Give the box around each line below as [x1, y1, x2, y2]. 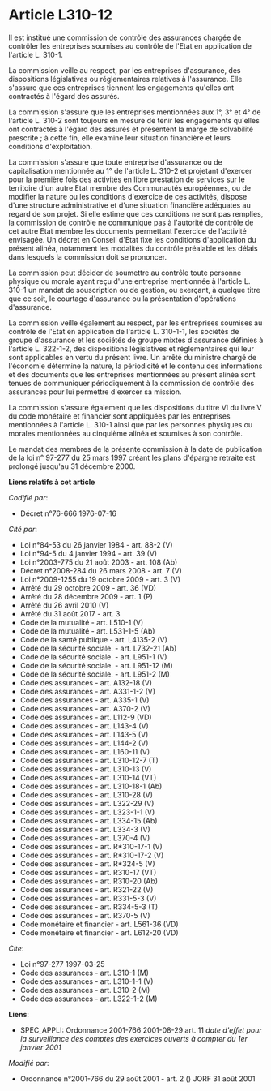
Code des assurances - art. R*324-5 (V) [19, 858, 155, 869]
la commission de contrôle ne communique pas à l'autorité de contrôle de [8, 217, 254, 227]
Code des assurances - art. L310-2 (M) [19, 985, 150, 994]
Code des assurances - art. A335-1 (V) [19, 695, 150, 705]
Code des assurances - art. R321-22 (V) [19, 884, 154, 894]
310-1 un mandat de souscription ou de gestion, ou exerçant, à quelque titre [8, 285, 260, 294]
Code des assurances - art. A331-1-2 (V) [19, 686, 156, 696]
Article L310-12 [8, 6, 113, 24]
